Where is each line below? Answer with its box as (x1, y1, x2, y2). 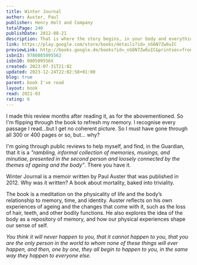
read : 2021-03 (6, 91, 41, 97)
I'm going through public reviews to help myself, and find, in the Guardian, (6, 143, 185, 150)
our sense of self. (6, 221, 49, 228)
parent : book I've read (6, 80, 64, 86)
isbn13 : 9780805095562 (6, 52, 62, 58)
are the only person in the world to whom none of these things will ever (6, 239, 178, 246)
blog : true (6, 74, 33, 80)
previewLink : (6, 47, 38, 53)
